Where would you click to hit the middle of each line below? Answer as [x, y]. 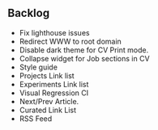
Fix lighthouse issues [54, 32]
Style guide [38, 67]
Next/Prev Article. [49, 101]
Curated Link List [48, 110]
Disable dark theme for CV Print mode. [84, 50]
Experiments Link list [54, 84]
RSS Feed [36, 118]
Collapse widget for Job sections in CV [85, 58]
